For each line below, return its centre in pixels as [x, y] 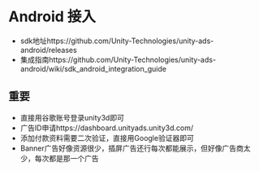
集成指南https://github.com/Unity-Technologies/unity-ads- [118, 59]
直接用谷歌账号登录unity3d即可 [72, 117]
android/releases [48, 50]
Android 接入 [52, 17]
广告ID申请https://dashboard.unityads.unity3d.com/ [106, 128]
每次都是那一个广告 [67, 158]
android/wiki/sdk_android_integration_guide [93, 68]
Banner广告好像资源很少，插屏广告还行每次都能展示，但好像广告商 [132, 148]
